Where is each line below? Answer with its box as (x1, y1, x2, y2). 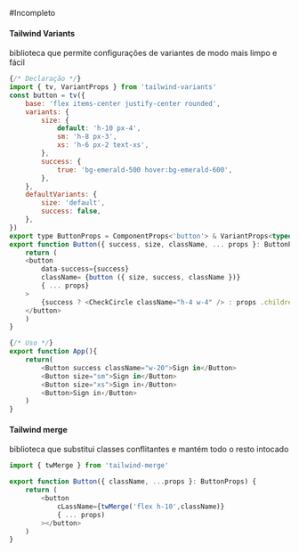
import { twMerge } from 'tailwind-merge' (9, 461, 169, 470)
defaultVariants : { (25, 191, 98, 199)
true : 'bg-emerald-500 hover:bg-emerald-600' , (56, 165, 233, 175)
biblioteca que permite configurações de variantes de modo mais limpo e (9, 48, 278, 59)
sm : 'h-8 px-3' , (56, 133, 117, 142)
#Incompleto (9, 8, 56, 18)
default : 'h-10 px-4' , (56, 124, 141, 133)
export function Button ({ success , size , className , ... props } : (9, 239, 261, 248)
